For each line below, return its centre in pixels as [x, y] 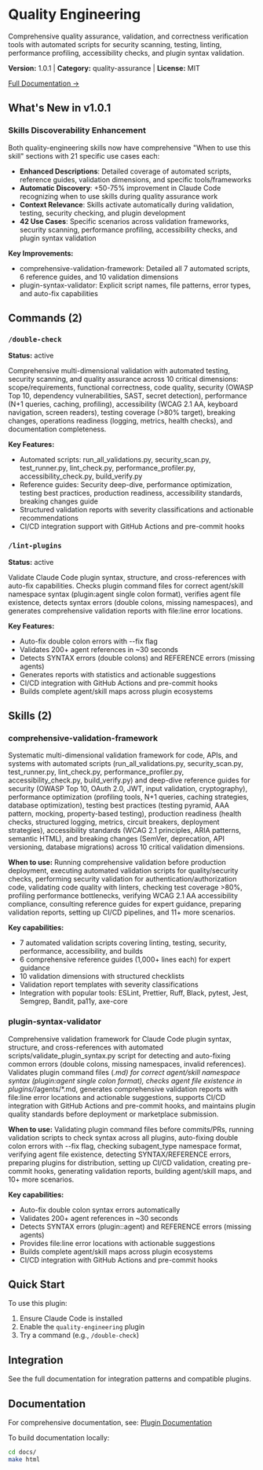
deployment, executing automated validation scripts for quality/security [123, 871]
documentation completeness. [57, 429]
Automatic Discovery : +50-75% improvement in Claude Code [120, 188]
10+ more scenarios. [41, 1179]
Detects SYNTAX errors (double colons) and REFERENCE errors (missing [137, 658]
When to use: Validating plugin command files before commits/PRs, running [131, 1129]
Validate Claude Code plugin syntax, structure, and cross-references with [127, 577]
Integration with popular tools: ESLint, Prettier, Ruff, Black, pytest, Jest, [134, 993]
